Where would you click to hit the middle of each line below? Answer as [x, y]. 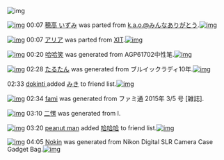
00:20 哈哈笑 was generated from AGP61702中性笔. [101, 54]
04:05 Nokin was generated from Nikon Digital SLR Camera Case [120, 142]
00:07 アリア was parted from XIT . [76, 39]
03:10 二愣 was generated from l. [74, 113]
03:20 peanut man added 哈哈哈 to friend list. [92, 128]
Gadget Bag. [25, 149]
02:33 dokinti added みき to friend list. [62, 84]
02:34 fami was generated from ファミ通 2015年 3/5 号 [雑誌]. [115, 98]
